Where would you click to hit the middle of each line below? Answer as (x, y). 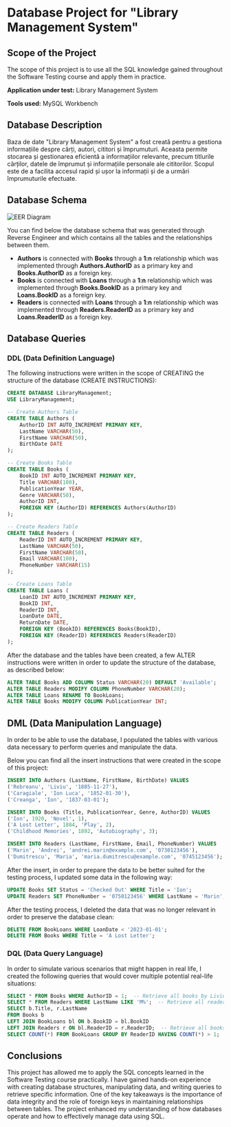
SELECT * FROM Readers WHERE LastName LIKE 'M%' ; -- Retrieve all (106, 1002)
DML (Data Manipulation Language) (85, 723)
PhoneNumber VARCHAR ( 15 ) (55, 565)
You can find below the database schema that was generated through (106, 230)
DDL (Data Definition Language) (61, 358)
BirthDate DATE (41, 444)
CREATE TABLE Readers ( (41, 533)
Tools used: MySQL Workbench (53, 104)
